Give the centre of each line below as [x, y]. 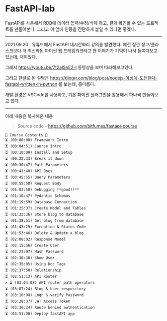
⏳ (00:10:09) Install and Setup [39, 152]
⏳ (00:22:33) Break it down [34, 159]
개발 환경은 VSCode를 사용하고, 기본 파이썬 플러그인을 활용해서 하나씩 [73, 94]
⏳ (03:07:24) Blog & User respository [45, 289]
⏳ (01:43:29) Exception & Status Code [45, 227]
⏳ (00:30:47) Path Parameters [37, 165]
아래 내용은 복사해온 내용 [29, 116]
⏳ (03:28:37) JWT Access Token [38, 301]
